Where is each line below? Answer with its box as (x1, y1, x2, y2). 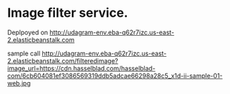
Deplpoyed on (7, 28, 48, 36)
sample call (7, 49, 41, 58)
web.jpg (7, 79, 31, 87)
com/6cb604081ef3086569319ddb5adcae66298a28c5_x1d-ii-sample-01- (7, 72, 223, 80)
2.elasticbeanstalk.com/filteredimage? (7, 56, 119, 65)
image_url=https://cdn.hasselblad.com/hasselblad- (7, 64, 156, 72)
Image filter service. (7, 5, 128, 21)
